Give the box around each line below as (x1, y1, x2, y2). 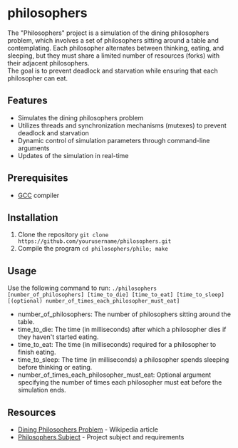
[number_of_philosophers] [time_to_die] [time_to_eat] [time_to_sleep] (7, 291, 224, 298)
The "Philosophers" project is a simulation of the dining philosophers (7, 28, 209, 37)
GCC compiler (17, 191, 60, 199)
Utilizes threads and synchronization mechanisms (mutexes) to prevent (17, 121, 227, 130)
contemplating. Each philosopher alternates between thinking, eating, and (7, 43, 224, 52)
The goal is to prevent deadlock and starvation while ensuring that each (7, 66, 219, 75)
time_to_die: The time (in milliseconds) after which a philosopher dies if (17, 325, 227, 334)
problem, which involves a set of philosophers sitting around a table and (7, 36, 219, 44)
